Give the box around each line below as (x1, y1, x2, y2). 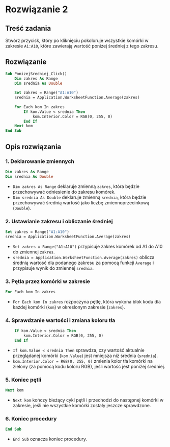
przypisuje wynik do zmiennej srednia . (12, 265, 94, 271)
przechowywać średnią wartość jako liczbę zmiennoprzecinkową (12, 199, 150, 205)
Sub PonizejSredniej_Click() (5, 71, 67, 76)
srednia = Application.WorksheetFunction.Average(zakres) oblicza (12, 254, 155, 260)
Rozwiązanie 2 (5, 4, 68, 15)
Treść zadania (5, 24, 51, 33)
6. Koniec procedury (5, 415, 57, 422)
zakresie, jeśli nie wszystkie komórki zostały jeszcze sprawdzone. (12, 402, 151, 408)
